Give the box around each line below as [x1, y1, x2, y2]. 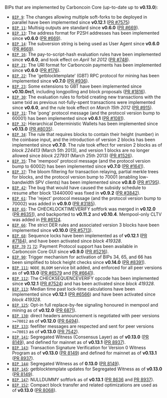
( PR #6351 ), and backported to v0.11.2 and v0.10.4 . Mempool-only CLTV [11, 211, 162, 217]
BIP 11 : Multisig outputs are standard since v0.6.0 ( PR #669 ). [11, 25, 139, 31]
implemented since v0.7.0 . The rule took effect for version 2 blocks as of [11, 142, 162, 148]
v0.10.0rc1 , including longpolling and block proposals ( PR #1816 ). [11, 89, 146, 94]
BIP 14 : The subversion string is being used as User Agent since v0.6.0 [11, 41, 159, 47]
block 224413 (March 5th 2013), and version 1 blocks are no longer [11, 148, 150, 153]
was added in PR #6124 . [11, 217, 62, 222]
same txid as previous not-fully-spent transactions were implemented [11, 99, 155, 105]
